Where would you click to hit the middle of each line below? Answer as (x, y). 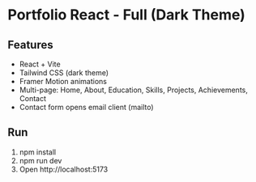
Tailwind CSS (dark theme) (64, 73)
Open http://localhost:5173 (64, 169)
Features (30, 45)
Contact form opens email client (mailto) (87, 107)
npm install (38, 152)
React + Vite (40, 64)
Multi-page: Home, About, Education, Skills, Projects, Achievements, (133, 90)
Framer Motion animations (63, 81)
